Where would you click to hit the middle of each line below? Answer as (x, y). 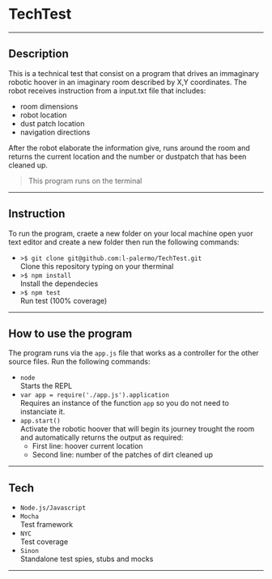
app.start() (40, 421)
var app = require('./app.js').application (95, 395)
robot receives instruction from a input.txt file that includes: (107, 91)
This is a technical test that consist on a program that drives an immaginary (134, 73)
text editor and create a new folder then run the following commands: (124, 242)
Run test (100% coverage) (64, 300)
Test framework (47, 525)
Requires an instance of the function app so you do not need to (124, 403)
